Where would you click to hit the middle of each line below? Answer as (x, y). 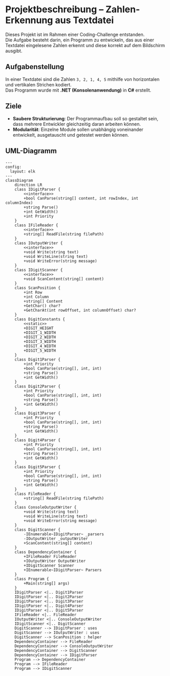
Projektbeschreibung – (55, 9)
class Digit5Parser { (37, 467)
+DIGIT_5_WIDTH (40, 351)
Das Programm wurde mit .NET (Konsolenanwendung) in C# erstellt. (78, 90)
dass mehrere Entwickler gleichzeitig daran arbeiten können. (77, 124)
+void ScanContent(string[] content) (64, 279)
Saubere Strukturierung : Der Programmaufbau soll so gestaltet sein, (86, 118)
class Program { (32, 579)
